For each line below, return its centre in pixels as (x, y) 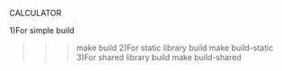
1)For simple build (42, 30)
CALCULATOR (35, 13)
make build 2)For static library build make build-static (175, 48)
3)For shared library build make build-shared (159, 57)
